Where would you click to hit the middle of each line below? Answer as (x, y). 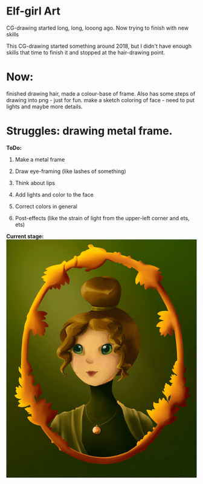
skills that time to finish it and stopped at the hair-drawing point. (85, 52)
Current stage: (25, 236)
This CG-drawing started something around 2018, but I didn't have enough (99, 46)
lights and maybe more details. (44, 106)
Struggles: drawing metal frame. (89, 131)
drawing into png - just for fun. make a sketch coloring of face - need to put (101, 100)
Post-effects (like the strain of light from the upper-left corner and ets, (102, 218)
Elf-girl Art (33, 11)
